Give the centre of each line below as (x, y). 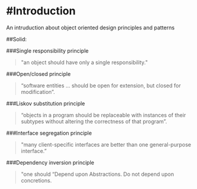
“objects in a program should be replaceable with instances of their (103, 115)
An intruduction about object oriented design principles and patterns (90, 28)
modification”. (38, 92)
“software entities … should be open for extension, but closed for (101, 86)
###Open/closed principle (39, 74)
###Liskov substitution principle (46, 103)
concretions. (36, 180)
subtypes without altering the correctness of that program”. (94, 121)
